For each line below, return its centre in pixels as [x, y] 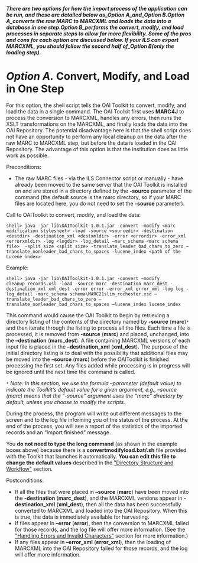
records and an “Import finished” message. [59, 432]
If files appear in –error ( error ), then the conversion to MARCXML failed [102, 523]
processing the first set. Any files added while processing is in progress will [98, 365]
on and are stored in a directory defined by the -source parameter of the [103, 191]
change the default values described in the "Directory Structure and [90, 463]
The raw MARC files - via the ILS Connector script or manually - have [99, 178]
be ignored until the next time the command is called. [71, 372]
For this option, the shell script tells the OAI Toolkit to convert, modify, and [96, 105]
